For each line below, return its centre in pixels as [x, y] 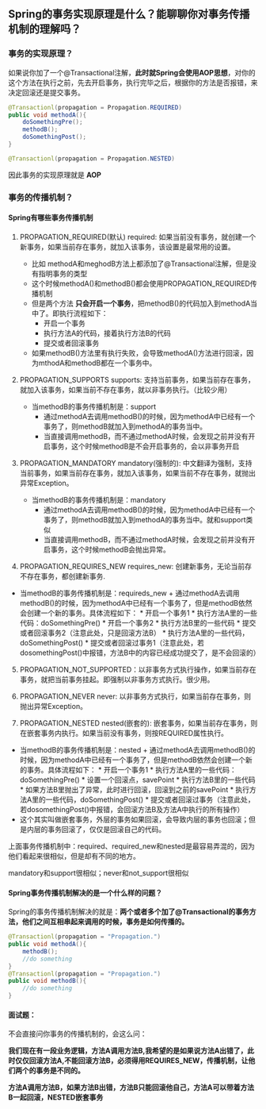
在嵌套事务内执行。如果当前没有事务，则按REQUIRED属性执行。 [123, 733]
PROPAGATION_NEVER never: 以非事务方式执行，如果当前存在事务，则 [135, 696]
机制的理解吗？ [45, 29]
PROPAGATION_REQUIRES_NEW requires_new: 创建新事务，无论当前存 [135, 566]
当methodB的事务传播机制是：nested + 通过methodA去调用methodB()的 [137, 749]
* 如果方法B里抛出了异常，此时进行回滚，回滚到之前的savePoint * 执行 [135, 789]
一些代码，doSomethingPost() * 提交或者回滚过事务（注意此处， [150, 799]
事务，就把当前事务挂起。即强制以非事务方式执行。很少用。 [117, 679]
